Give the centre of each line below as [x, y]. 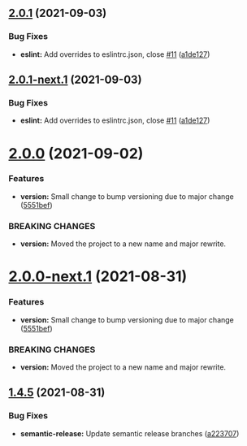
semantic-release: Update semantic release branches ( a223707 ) [130, 433]
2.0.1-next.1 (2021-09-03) [75, 80]
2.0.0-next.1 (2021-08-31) [98, 277]
